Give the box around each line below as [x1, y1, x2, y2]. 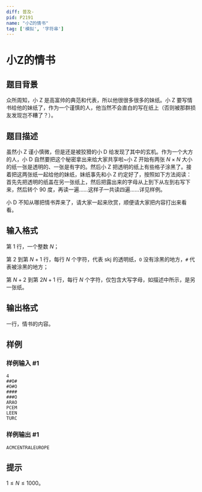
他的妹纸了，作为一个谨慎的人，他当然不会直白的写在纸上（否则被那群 [16, 104, 191, 112]
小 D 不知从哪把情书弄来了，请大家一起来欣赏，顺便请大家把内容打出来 [6, 199, 182, 206]
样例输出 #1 [6, 430, 39, 439]
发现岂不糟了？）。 [11, 112, 57, 119]
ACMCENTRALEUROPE [6, 444, 50, 450]
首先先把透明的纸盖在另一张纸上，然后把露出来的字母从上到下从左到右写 [6, 179, 185, 186]
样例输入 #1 [6, 359, 39, 367]
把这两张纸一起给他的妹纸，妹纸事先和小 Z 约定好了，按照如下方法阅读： [11, 171, 192, 178]
